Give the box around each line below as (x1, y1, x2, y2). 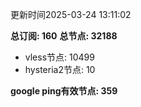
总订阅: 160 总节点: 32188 (10, 30, 118, 42)
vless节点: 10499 (24, 51, 95, 63)
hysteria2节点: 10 (24, 64, 96, 75)
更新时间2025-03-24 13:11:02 (10, 9, 132, 20)
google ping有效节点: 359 (10, 85, 118, 97)
